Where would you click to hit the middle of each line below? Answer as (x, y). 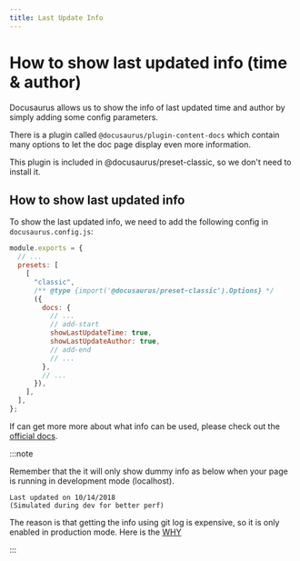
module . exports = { (46, 248)
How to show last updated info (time (149, 62)
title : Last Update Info (56, 18)
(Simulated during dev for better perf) (87, 506)
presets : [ (38, 265)
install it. (25, 171)
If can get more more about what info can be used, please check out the (145, 426)
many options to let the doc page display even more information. (130, 144)
